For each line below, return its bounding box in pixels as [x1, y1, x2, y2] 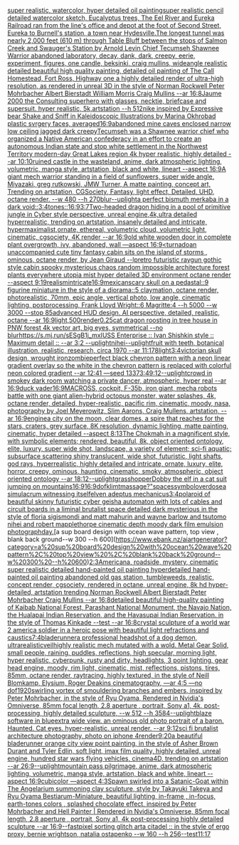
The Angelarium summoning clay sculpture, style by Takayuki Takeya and [7, 785, 223, 792]
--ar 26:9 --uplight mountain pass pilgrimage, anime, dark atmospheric [7, 762, 212, 770]
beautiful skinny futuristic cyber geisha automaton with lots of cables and [7, 497, 223, 506]
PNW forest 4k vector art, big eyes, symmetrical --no [7, 324, 164, 331]
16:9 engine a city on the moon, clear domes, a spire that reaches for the [15, 414, 225, 422]
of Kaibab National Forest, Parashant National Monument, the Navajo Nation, [7, 603, 232, 611]
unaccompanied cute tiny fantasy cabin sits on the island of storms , [7, 248, 208, 256]
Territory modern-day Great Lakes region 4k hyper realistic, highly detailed [7, 149, 228, 158]
